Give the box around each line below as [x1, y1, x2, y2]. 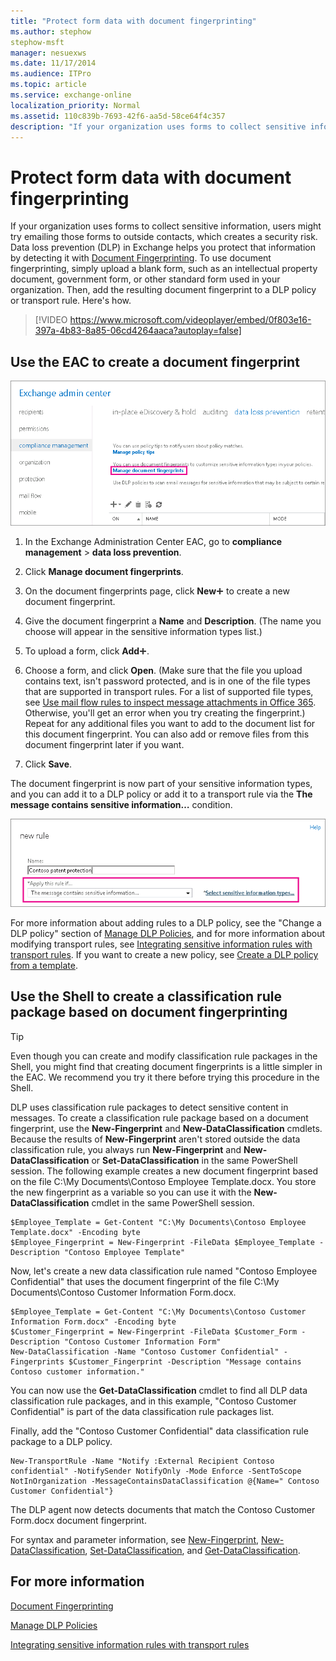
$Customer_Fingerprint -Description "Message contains [68, 1356, 302, 1367]
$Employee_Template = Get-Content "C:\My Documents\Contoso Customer [10, 1306, 307, 1317]
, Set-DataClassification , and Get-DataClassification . [84, 1544, 301, 1556]
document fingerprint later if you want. [24, 739, 185, 751]
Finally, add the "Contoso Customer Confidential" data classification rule [10, 1425, 309, 1437]
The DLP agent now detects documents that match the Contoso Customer [10, 1503, 316, 1515]
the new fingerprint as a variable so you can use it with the [10, 1186, 252, 1198]
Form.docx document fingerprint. [10, 1514, 147, 1526]
